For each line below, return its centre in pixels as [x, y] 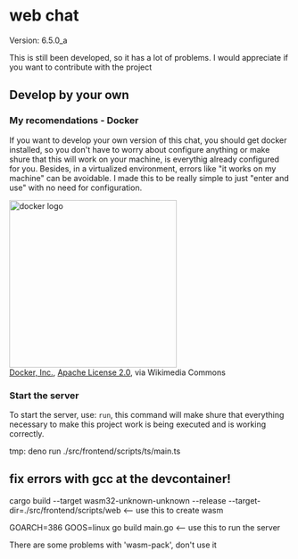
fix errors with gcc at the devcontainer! [120, 479]
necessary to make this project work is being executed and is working [138, 424]
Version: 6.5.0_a [38, 40]
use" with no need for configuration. [76, 188]
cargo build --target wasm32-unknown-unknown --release [118, 500]
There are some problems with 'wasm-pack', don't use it [113, 545]
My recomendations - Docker [74, 121]
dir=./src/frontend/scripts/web [65, 510]
